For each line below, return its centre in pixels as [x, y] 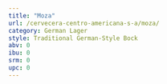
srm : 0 [19, 61]
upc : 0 [19, 68]
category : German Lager [48, 30]
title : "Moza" [32, 16]
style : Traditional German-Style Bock [73, 38]
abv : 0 [19, 46]
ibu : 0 [19, 53]
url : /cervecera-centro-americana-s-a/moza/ [84, 23]
